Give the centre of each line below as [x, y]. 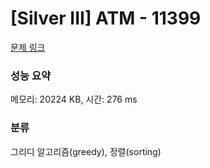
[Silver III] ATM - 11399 [106, 18]
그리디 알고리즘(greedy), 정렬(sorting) [86, 151]
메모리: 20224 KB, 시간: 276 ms [74, 99]
